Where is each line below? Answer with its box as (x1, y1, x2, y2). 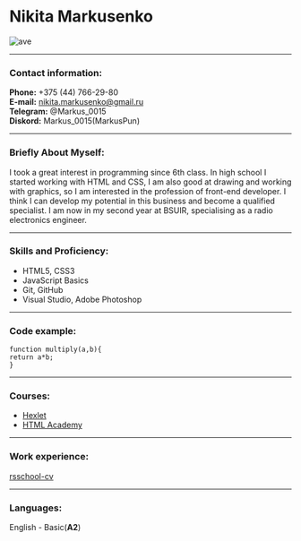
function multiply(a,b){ (9, 345, 102, 355)
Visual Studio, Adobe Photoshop (21, 294, 142, 305)
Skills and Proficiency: (9, 245, 109, 257)
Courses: (9, 390, 51, 402)
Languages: (9, 502, 63, 514)
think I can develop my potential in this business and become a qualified (9, 195, 276, 206)
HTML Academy (21, 419, 83, 431)
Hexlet (21, 410, 47, 421)
